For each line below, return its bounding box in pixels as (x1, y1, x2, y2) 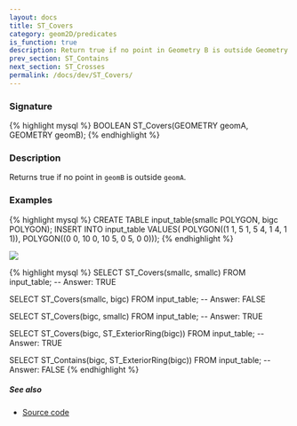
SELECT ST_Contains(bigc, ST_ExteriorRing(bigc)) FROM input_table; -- (9, 354, 271, 365)
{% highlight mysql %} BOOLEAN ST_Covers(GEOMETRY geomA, (9, 121, 249, 131)
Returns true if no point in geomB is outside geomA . (9, 172, 187, 183)
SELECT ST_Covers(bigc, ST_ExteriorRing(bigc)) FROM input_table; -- (9, 327, 265, 338)
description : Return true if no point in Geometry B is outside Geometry (9, 46, 289, 55)
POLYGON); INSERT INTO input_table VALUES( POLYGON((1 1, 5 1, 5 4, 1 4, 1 (9, 224, 287, 234)
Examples (9, 194, 53, 207)
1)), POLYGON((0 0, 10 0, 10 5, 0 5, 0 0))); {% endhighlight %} (9, 233, 234, 244)
